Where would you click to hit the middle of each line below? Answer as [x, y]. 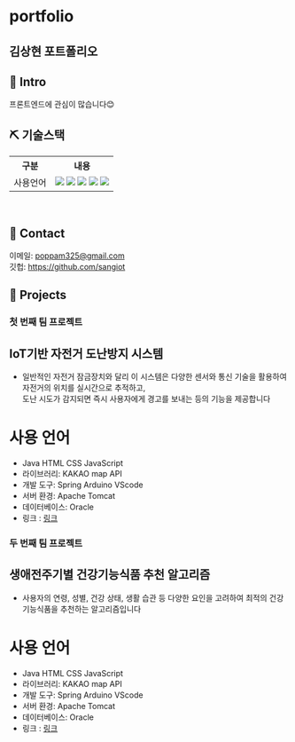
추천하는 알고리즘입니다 [101, 609]
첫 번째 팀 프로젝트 [46, 322]
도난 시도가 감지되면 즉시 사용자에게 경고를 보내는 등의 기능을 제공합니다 [146, 399]
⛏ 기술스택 [37, 135]
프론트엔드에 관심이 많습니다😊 [62, 105]
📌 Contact [37, 233]
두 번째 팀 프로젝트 [46, 543]
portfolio [42, 16]
